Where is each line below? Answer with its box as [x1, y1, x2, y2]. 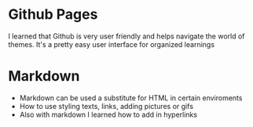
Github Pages [8, 5, 98, 24]
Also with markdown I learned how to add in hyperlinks [19, 110, 198, 119]
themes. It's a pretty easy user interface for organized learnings [8, 39, 214, 49]
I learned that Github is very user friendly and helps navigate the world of [8, 31, 245, 41]
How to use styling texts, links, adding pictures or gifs [19, 101, 194, 111]
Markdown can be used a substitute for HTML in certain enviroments [19, 93, 243, 103]
